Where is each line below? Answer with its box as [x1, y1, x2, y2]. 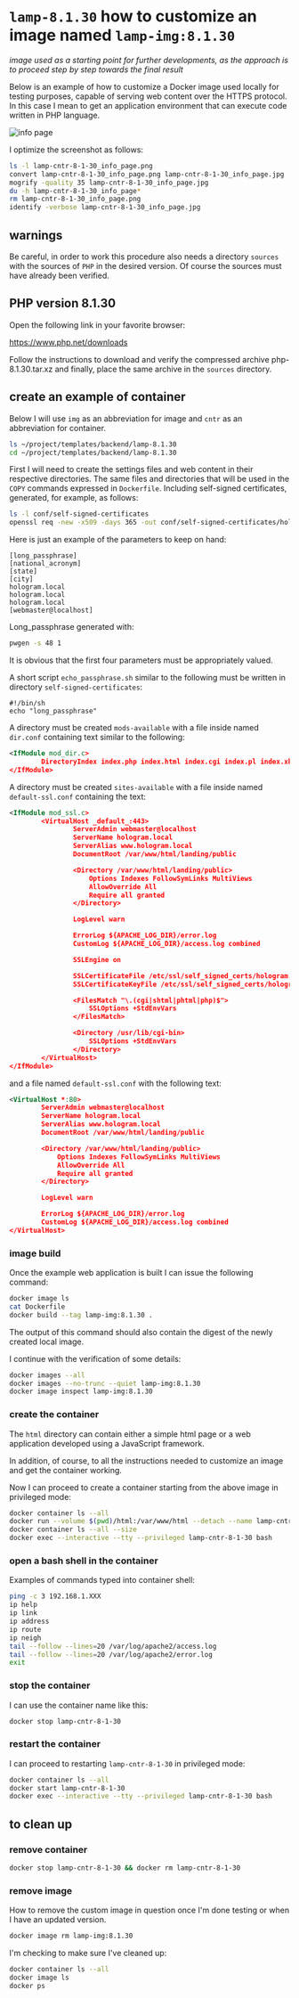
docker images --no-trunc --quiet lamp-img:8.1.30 [9, 1379, 201, 1388]
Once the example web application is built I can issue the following [9, 1268, 254, 1278]
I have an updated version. [9, 1914, 107, 1925]
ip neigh [9, 1633, 42, 1643]
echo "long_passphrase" [9, 706, 98, 715]
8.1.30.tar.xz [9, 363, 53, 374]
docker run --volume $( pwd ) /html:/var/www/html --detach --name [9, 1517, 253, 1526]
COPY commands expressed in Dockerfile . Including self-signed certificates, [9, 483, 287, 493]
